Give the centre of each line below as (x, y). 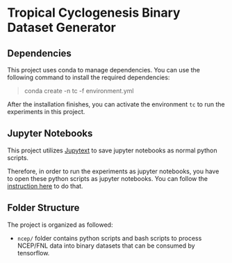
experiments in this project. (46, 112)
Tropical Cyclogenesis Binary (94, 13)
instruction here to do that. (45, 186)
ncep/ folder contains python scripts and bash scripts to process (109, 238)
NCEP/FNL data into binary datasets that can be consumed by (106, 246)
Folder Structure (43, 208)
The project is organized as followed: (60, 225)
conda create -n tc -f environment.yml (79, 91)
